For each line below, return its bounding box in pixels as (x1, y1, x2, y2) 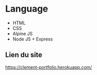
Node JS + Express (12, 36, 53, 42)
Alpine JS (12, 30, 33, 36)
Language (5, 3, 48, 15)
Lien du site (5, 51, 42, 59)
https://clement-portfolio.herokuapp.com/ (5, 64, 92, 70)
